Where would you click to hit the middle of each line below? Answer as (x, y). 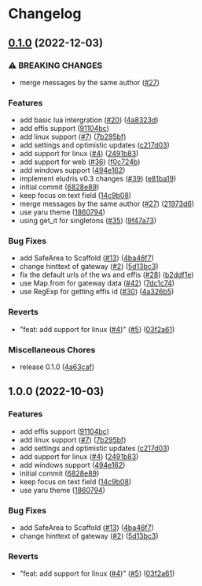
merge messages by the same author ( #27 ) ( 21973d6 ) (107, 204)
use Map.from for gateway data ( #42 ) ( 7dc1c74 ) (97, 283)
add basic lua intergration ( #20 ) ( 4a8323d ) (89, 120)
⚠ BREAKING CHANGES (55, 65)
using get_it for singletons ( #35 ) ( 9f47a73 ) (88, 221)
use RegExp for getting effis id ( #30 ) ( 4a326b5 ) (97, 292)
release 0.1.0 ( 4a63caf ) (57, 367)
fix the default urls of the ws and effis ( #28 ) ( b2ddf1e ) (107, 275)
